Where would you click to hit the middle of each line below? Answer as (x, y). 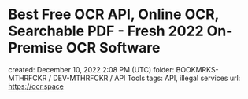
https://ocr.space (36, 86)
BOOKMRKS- (197, 69)
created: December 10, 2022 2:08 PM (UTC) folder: (91, 69)
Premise (36, 48)
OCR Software (113, 48)
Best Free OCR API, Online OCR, (113, 15)
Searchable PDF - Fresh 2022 (106, 31)
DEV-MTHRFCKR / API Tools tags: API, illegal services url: (146, 78)
